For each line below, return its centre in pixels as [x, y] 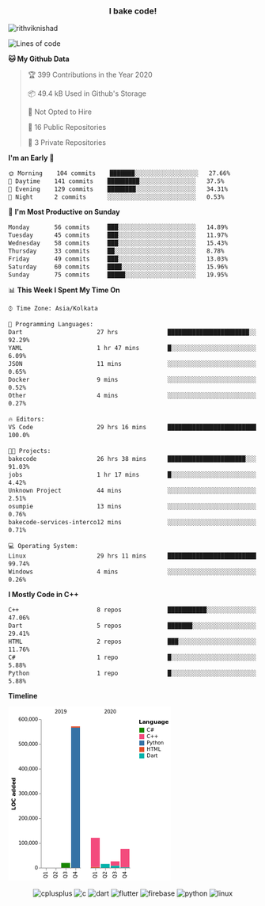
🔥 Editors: [26, 420]
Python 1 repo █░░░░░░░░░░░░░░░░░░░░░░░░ [132, 674]
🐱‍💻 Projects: [30, 451]
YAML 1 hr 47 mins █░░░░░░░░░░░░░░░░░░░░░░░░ [132, 348]
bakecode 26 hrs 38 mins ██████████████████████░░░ [132, 459]
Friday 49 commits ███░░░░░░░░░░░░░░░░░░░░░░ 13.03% [118, 259]
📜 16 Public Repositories [67, 128]
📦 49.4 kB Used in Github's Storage [87, 93]
